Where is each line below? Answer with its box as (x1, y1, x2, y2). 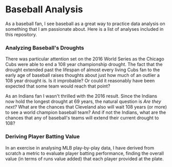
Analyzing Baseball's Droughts (5, 44, 84, 51)
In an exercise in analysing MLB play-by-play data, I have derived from (5, 144, 155, 151)
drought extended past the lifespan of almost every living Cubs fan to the (5, 67, 160, 73)
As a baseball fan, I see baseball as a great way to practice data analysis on (5, 20, 165, 27)
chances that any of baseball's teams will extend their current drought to (5, 115, 159, 121)
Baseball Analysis (5, 4, 83, 15)
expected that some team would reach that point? (5, 83, 110, 89)
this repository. (5, 31, 37, 37)
